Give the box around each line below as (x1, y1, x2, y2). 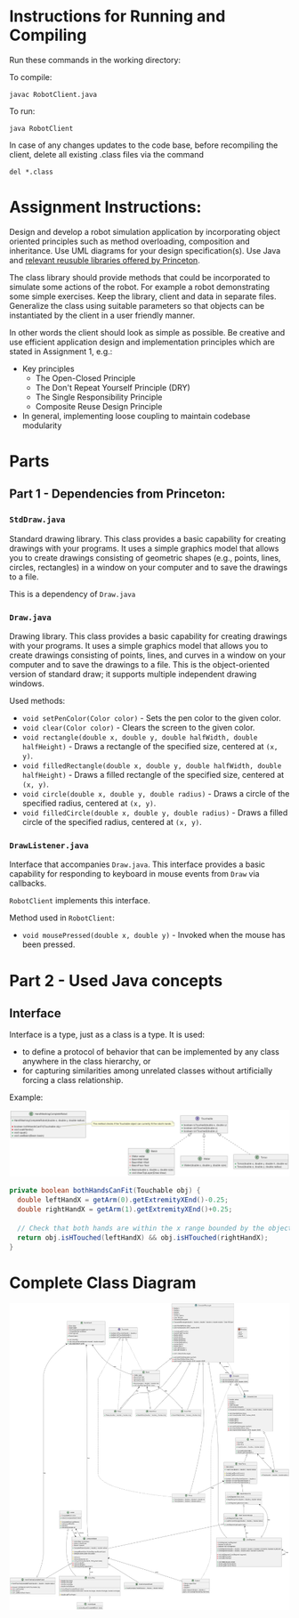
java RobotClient (9, 124, 74, 133)
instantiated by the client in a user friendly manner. (9, 310, 196, 320)
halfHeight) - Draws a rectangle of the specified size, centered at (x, (21, 741, 279, 752)
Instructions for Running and (9, 6, 226, 27)
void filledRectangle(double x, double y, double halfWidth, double (21, 762, 282, 771)
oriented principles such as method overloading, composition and (9, 236, 251, 247)
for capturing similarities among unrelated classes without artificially (21, 1065, 273, 1076)
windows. (9, 678, 44, 689)
